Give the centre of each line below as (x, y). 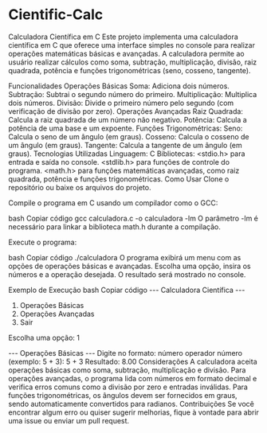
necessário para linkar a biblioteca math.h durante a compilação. (114, 226)
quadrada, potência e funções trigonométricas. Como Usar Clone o (119, 179)
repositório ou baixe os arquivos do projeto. (80, 187)
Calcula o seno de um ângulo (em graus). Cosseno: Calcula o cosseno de (129, 136)
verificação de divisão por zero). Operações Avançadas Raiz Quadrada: (126, 111)
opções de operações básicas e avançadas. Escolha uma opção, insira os (130, 266)
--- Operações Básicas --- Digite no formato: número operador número (126, 353)
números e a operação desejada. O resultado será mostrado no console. (127, 274)
